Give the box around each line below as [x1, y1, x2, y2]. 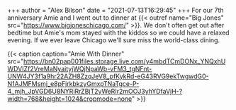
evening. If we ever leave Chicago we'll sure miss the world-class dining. [7, 36, 220, 44]
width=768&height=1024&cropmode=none [7, 94, 133, 103]
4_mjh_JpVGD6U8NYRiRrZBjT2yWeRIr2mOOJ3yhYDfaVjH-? [7, 87, 183, 95]
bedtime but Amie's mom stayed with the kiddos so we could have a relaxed [7, 28, 230, 37]
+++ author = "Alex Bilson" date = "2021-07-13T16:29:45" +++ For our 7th [7, 6, 225, 14]
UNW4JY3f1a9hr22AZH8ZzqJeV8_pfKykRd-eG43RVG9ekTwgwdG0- [7, 72, 209, 80]
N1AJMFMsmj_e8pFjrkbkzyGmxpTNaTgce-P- [7, 80, 140, 87]
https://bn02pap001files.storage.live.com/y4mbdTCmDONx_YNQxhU [23, 57, 226, 66]
